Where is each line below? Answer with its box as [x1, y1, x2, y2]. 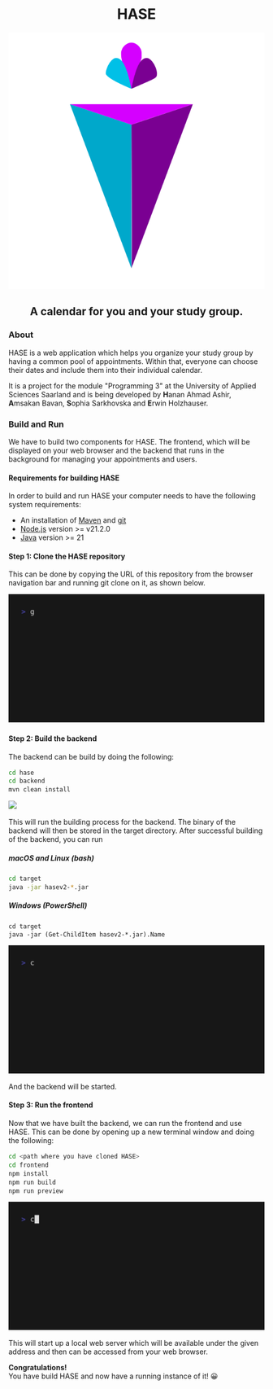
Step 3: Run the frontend [8, 1100, 93, 1110]
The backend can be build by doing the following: [8, 751, 175, 761]
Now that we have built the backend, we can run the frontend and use [8, 1119, 242, 1128]
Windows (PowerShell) [8, 900, 88, 910]
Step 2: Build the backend [8, 734, 97, 743]
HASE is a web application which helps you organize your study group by [8, 348, 253, 357]
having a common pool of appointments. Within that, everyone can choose [8, 356, 258, 366]
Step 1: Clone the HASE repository [8, 551, 126, 561]
